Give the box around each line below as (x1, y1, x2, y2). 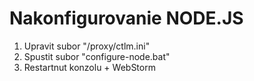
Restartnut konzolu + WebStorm (23, 61, 156, 73)
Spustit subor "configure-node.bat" (23, 50, 171, 62)
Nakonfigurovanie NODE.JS (9, 7, 244, 30)
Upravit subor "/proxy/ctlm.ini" (23, 40, 151, 52)
